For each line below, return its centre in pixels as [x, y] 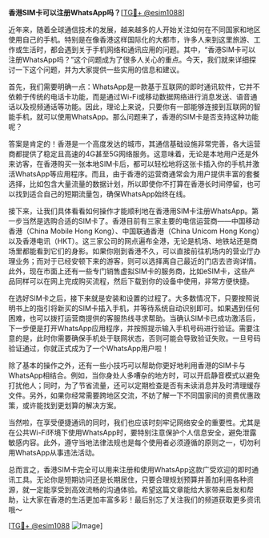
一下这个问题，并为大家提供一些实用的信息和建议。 [99, 70]
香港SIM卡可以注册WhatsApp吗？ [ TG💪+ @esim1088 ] [97, 12]
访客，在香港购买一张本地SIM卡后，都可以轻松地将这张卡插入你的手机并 [134, 164]
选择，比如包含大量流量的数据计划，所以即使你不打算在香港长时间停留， [127, 184]
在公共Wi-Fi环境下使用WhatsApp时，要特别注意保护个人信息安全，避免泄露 [132, 433]
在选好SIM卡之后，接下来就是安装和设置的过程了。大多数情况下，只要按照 [130, 298]
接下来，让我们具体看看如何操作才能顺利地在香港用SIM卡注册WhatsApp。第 [133, 211]
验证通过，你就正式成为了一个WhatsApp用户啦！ [89, 348]
